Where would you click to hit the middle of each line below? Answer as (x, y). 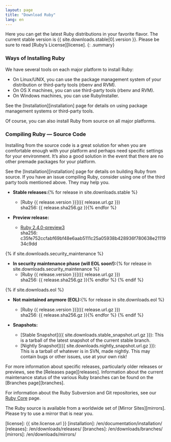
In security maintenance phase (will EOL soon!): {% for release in (82, 263)
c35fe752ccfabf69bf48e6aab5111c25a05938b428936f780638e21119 (93, 238)
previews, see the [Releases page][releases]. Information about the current (84, 372)
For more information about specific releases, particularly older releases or (84, 366)
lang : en (15, 19)
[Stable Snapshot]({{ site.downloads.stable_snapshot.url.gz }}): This (92, 335)
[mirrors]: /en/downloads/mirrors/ (41, 434)
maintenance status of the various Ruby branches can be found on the (79, 377)
